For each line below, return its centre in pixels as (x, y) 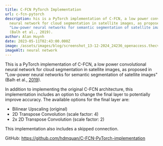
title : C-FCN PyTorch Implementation (43, 9)
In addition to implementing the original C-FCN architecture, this (69, 89)
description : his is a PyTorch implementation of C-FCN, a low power (77, 18)
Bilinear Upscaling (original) (40, 109)
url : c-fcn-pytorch (25, 14)
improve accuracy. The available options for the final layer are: (67, 99)
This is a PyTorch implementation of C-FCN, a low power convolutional (76, 64)
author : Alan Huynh (25, 37)
